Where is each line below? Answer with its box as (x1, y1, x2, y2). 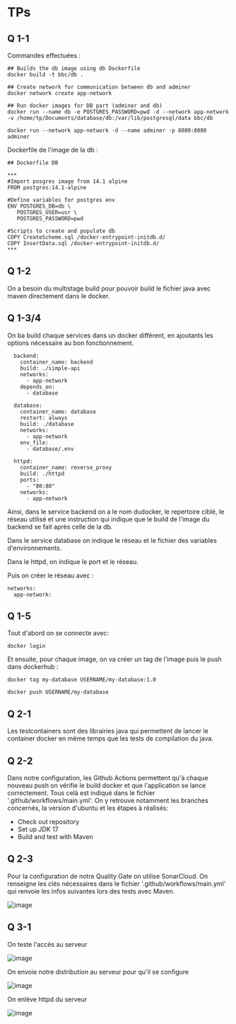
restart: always (20, 414, 69, 422)
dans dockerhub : (7, 663, 59, 671)
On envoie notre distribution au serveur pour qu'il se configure (7, 967, 189, 976)
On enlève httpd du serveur (7, 995, 87, 1003)
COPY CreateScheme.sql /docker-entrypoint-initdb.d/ (7, 234, 166, 241)
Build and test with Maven (17, 833, 93, 841)
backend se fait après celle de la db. (7, 522, 113, 531)
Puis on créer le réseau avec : (7, 571, 94, 580)
